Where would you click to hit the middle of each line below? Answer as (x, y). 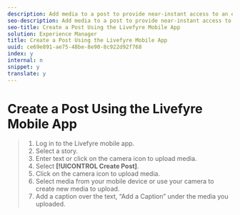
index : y (20, 54)
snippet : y (24, 67)
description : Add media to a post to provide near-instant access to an (118, 14)
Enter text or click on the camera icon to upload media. (116, 159)
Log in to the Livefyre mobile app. (85, 144)
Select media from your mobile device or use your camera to (125, 182)
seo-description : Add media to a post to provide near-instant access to (120, 21)
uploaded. (50, 204)
